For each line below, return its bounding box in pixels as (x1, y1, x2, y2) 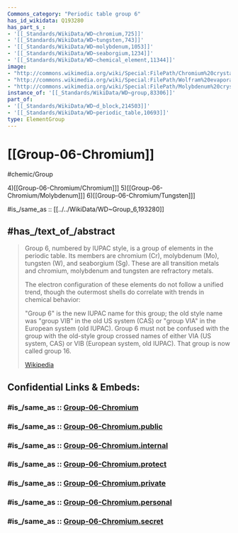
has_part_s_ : (7, 23, 46, 30)
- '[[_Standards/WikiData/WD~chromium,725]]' (7, 30, 144, 38)
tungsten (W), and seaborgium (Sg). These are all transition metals (24, 259, 220, 268)
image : (7, 63, 27, 70)
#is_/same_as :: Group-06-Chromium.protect (7, 459, 167, 469)
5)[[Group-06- (120, 184, 163, 192)
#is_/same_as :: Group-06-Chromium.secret (7, 517, 164, 527)
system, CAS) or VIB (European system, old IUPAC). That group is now (24, 340, 230, 348)
